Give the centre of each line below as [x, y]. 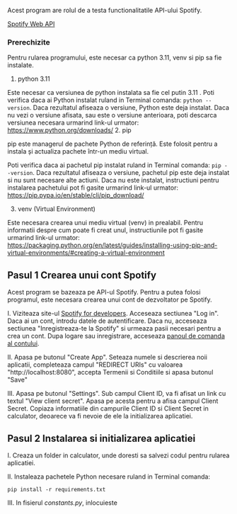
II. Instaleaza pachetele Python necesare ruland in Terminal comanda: [109, 476]
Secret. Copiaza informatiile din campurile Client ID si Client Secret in [108, 409]
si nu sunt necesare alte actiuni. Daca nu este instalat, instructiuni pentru [113, 181]
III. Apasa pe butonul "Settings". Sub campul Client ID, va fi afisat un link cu [117, 394]
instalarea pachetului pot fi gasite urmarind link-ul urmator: [93, 188]
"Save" [18, 380]
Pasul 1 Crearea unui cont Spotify [82, 275]
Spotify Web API [31, 24]
